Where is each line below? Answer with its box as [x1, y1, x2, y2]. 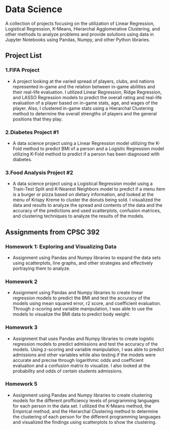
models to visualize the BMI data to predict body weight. [12, 311, 130, 317]
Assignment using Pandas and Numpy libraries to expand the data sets [12, 254, 161, 260]
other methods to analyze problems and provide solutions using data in [5, 31, 154, 37]
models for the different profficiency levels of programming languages [12, 397, 160, 404]
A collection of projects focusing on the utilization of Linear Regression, [5, 20, 155, 26]
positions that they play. [12, 116, 63, 122]
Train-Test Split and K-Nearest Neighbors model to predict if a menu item [12, 186, 165, 192]
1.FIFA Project [5, 67, 40, 74]
